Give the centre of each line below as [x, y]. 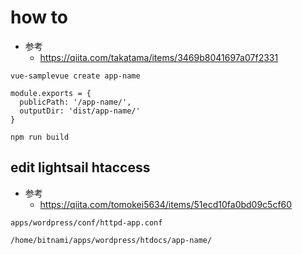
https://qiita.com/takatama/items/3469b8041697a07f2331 [159, 57]
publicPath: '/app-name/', [75, 102]
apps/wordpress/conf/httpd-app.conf [86, 222]
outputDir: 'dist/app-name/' [80, 111]
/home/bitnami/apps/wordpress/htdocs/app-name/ [111, 240]
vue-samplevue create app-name [75, 76]
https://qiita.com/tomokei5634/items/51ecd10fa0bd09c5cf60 [166, 204]
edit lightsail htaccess [80, 167]
